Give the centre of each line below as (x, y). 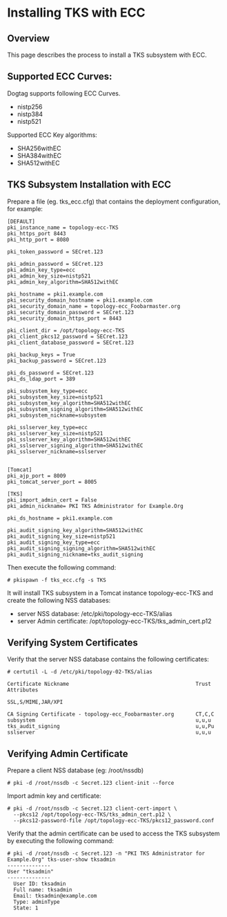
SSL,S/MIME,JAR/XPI (35, 702)
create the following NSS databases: (59, 600)
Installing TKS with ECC (76, 13)
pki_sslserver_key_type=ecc (48, 427)
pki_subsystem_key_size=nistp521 (55, 397)
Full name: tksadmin (43, 890)
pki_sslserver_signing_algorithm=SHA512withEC (75, 445)
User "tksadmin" (30, 872)
